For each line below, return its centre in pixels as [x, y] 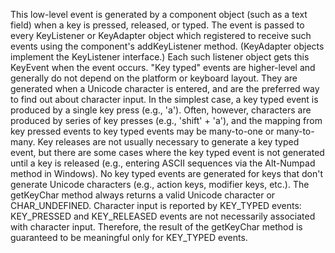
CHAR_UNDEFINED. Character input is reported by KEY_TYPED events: [156, 205]
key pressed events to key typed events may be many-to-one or [142, 131]
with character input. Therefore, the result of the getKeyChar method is [156, 227]
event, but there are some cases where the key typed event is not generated [167, 152]
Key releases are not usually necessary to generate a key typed [168, 142]
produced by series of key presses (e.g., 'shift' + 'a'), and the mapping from [166, 120]
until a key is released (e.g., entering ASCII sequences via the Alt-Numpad [163, 163]
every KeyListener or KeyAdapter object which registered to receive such [161, 35]
